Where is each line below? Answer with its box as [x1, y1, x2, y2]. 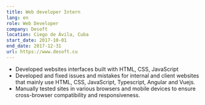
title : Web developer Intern [6, 9, 81, 15]
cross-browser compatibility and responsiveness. [15, 91, 141, 98]
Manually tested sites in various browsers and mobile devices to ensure [15, 85, 196, 92]
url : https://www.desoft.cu [6, 49, 78, 55]
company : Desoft [6, 26, 48, 32]
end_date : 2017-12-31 [6, 43, 62, 49]
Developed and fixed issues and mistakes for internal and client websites [15, 71, 199, 79]
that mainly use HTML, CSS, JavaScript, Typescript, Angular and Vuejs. [15, 78, 196, 85]
